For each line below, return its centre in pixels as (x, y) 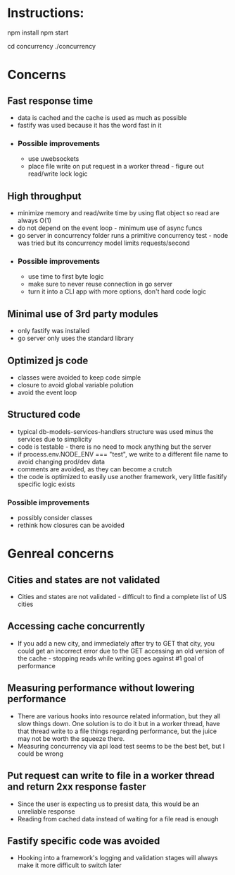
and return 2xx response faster (77, 787)
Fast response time (50, 101)
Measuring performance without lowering (101, 688)
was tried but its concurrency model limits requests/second (103, 243)
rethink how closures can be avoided (71, 525)
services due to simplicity (55, 439)
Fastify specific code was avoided (84, 841)
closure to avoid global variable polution (75, 385)
